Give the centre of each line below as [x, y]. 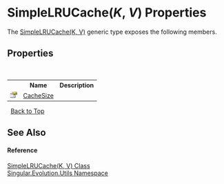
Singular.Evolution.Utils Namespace [58, 173]
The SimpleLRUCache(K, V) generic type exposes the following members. [112, 32]
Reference [22, 150]
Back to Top [27, 111]
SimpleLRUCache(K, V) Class [49, 165]
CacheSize [38, 95]
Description [77, 85]
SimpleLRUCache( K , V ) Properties [107, 13]
